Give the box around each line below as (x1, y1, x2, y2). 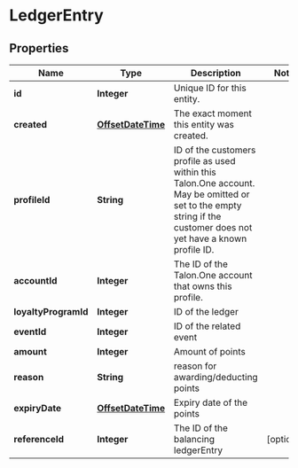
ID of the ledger (173, 306, 239, 317)
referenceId (13, 433, 65, 445)
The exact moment (173, 107, 253, 120)
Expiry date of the (173, 396, 248, 409)
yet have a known (173, 232, 247, 245)
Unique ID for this (173, 82, 247, 94)
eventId (13, 325, 47, 338)
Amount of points (173, 346, 246, 357)
